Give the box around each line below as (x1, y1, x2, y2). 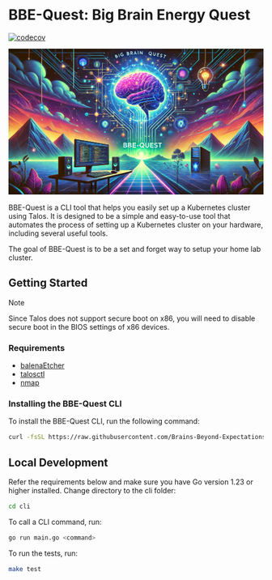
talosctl (19, 369, 45, 378)
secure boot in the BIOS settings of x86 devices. (8, 322, 170, 331)
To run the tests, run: (8, 548, 79, 558)
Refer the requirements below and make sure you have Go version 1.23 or (8, 476, 253, 487)
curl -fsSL (8, 433, 45, 441)
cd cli (8, 502, 31, 510)
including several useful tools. (8, 228, 108, 238)
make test (8, 565, 42, 573)
